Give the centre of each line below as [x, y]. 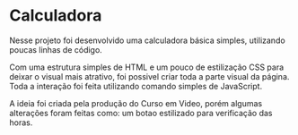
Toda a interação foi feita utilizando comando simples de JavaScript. [136, 86]
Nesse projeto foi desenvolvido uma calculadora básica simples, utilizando [147, 40]
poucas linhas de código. [56, 49]
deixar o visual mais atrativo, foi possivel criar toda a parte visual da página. [149, 76]
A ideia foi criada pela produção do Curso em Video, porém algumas [136, 103]
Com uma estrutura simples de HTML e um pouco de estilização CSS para [147, 67]
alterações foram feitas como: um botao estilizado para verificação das [141, 113]
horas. [21, 122]
